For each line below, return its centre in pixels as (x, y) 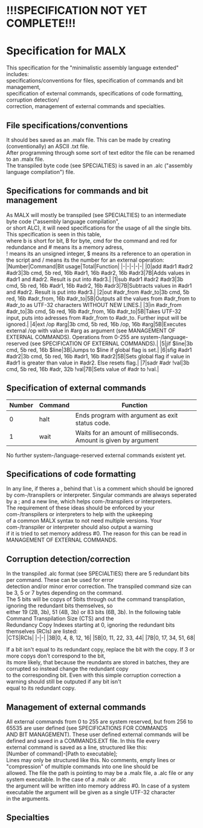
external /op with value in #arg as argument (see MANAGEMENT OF (91, 331)
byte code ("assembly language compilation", (63, 221)
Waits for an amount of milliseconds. (127, 433)
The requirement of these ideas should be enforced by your (81, 508)
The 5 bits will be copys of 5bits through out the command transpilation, (96, 600)
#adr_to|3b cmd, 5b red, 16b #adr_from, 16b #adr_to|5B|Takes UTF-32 (94, 311)
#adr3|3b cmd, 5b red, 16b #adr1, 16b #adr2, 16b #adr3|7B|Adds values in (98, 273)
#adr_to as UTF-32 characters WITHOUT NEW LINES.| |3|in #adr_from (94, 305)
